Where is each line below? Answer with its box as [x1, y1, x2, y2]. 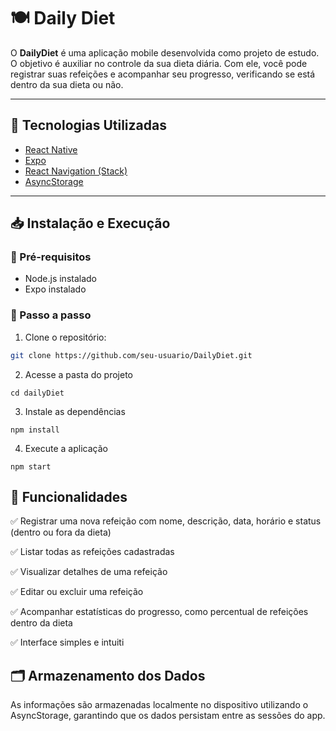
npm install [10, 425, 60, 435]
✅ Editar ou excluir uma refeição [10, 586, 144, 598]
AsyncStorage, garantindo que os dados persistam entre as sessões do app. [10, 710, 326, 722]
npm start [10, 461, 52, 472]
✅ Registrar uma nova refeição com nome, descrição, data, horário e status [10, 515, 322, 527]
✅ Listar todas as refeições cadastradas [10, 546, 175, 558]
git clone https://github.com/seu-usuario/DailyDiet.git [10, 350, 253, 360]
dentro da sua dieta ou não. [10, 78, 124, 90]
